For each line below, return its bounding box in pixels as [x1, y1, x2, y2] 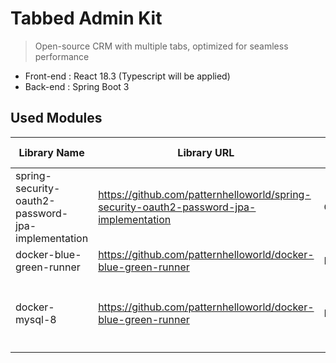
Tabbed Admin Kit [10, 7, 163, 30]
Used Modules [10, 110, 103, 127]
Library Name [18, 145, 85, 159]
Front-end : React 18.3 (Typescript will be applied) [24, 70, 231, 82]
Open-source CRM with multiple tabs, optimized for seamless [34, 40, 289, 52]
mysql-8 [15, 312, 57, 326]
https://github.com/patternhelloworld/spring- [98, 187, 312, 201]
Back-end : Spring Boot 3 [24, 80, 130, 92]
